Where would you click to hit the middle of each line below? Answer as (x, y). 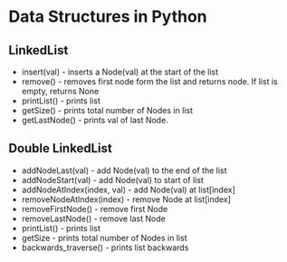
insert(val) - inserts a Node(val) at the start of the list (120, 72)
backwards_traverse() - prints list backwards (105, 247)
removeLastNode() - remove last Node (94, 218)
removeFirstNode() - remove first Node (95, 209)
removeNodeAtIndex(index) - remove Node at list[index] (126, 199)
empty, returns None (60, 91)
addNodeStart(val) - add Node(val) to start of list (113, 180)
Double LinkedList (60, 148)
